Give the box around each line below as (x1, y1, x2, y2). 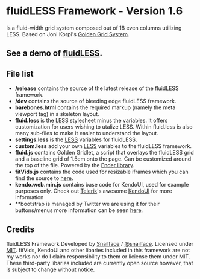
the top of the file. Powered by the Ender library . (14, 162, 134, 169)
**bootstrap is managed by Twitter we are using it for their (14, 200, 160, 208)
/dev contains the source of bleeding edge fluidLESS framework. (14, 98, 177, 105)
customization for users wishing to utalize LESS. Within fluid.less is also (14, 123, 193, 130)
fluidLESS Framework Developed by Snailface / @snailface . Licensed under (6, 240, 194, 247)
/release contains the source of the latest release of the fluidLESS (14, 85, 179, 92)
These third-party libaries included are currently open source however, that (6, 259, 193, 266)
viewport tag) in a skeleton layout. (14, 111, 99, 118)
